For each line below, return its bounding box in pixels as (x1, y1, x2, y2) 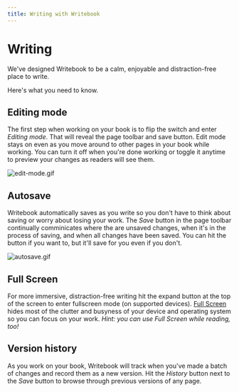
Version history (7, 342, 78, 355)
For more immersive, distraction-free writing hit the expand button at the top (7, 292, 231, 300)
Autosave (7, 190, 51, 202)
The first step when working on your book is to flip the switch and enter (7, 125, 217, 134)
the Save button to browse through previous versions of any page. (7, 376, 202, 385)
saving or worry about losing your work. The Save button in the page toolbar (7, 216, 232, 224)
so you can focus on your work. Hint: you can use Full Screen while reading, (7, 315, 231, 323)
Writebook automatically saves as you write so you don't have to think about (7, 209, 231, 217)
